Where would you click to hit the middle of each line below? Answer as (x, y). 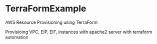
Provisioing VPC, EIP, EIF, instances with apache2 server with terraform (79, 32)
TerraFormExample (46, 9)
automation (17, 37)
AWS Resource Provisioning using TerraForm (51, 22)
